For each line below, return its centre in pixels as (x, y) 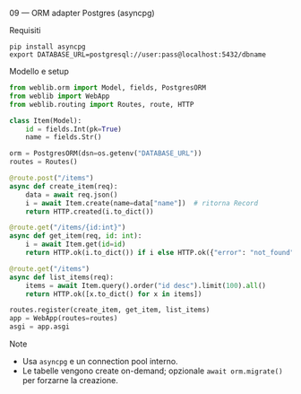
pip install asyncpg (48, 47)
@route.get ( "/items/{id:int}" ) (68, 228)
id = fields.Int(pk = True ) (74, 129)
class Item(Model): (46, 120)
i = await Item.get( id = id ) (76, 245)
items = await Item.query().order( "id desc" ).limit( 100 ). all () (146, 285)
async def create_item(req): (64, 186)
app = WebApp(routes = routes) (64, 319)
